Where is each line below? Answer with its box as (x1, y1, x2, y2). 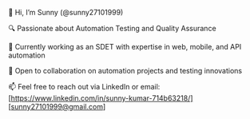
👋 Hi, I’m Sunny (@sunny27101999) (8, 8, 124, 17)
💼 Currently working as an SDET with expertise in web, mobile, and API (8, 42, 242, 51)
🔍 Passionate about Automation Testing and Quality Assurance (8, 24, 217, 33)
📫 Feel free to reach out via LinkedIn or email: (8, 82, 161, 91)
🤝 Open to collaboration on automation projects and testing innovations (8, 66, 243, 75)
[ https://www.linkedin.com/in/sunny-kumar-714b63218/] (8, 93, 193, 103)
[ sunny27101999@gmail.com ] (8, 102, 106, 111)
